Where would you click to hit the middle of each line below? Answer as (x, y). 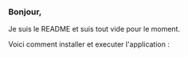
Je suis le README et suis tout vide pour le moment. (94, 29)
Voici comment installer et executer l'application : (89, 44)
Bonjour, (25, 12)
